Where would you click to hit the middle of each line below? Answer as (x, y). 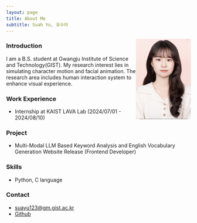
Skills (14, 167)
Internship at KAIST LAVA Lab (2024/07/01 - (68, 111)
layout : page (22, 12)
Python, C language (38, 180)
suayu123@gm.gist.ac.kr (44, 207)
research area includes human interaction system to (69, 77)
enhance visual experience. (39, 83)
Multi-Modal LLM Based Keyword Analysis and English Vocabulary (95, 146)
